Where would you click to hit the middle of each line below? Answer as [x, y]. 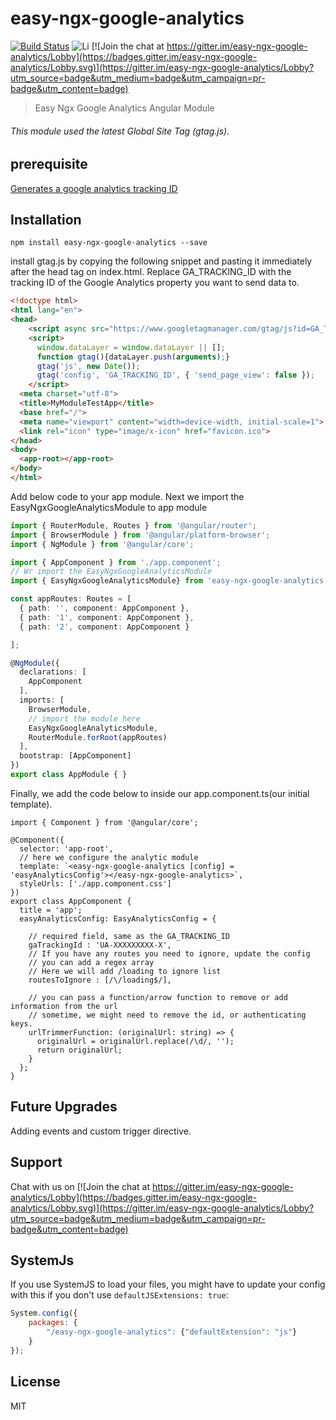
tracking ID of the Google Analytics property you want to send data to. [155, 283]
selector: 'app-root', [66, 848]
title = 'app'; [51, 910]
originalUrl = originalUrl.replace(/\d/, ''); [135, 1041]
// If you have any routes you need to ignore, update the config [169, 953]
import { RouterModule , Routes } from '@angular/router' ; [133, 525]
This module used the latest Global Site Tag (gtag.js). [120, 131]
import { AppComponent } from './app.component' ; [116, 562]
